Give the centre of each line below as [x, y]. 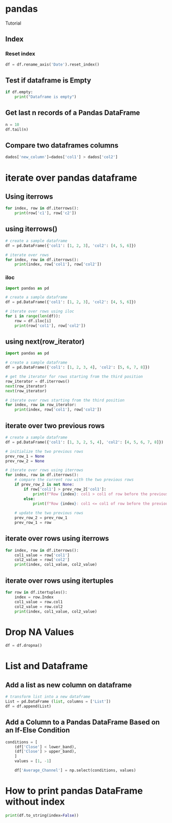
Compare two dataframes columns [62, 146]
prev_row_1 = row [33, 523]
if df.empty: [19, 92]
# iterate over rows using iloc [40, 311]
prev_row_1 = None [25, 456]
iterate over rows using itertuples [59, 581]
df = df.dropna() [24, 646]
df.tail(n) [17, 129]
